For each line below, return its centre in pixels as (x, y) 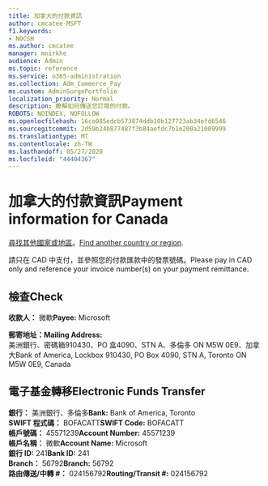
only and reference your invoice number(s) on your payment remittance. (129, 269)
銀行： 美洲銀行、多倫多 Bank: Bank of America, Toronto (102, 412)
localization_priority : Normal (61, 99)
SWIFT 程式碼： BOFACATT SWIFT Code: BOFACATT (96, 423)
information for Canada (88, 219)
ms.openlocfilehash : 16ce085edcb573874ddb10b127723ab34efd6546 (117, 122)
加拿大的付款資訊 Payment (96, 201)
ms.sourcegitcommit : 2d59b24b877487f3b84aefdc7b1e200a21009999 (117, 129)
